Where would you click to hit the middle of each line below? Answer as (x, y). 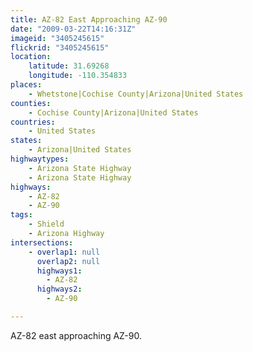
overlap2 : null (68, 261)
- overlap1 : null (64, 252)
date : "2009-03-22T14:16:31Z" (73, 29)
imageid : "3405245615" (57, 38)
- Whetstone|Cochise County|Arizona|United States (136, 94)
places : (26, 85)
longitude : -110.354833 (78, 76)
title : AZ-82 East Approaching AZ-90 (89, 19)
